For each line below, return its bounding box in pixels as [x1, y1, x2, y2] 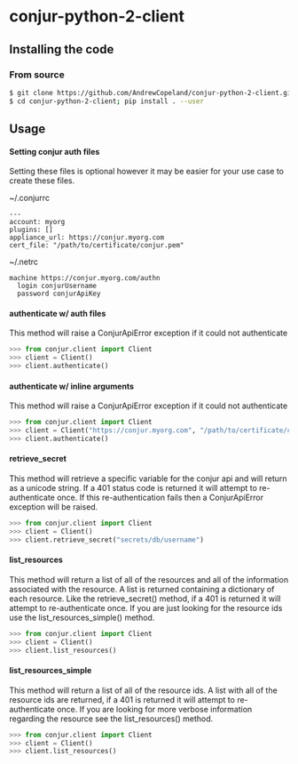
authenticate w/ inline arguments [9, 381, 135, 391]
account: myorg [9, 218, 66, 227]
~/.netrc [9, 256, 38, 268]
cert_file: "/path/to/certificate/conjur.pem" [9, 241, 184, 250]
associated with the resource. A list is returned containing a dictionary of [9, 583, 275, 594]
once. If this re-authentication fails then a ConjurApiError [56, 492, 264, 503]
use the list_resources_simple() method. [9, 612, 155, 623]
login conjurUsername [17, 282, 98, 291]
